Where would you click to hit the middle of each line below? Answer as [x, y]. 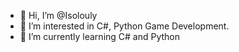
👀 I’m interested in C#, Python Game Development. [124, 26]
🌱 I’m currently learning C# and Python [100, 36]
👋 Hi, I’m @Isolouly [58, 15]
